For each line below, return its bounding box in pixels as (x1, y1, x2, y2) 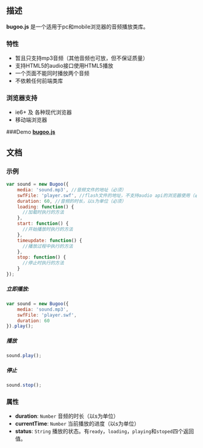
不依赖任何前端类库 (14, 77, 63, 85)
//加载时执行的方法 (22, 209, 65, 216)
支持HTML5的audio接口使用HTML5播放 (14, 62, 114, 70)
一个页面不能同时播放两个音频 (14, 70, 89, 77)
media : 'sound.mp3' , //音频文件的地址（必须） (17, 186, 126, 193)
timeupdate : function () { (17, 237, 83, 243)
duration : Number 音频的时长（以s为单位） (14, 412, 119, 420)
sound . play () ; (6, 353, 42, 359)
